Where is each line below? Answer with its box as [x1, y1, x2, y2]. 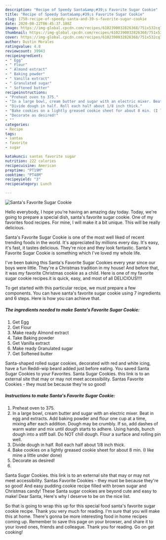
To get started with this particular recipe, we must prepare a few [5, 285, 136, 291]
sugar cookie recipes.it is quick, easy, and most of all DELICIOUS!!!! [5, 275, 142, 281]
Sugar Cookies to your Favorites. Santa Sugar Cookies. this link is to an [5, 371, 150, 376]
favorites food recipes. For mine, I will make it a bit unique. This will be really [5, 219, 161, 225]
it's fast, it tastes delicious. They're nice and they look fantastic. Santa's [5, 245, 152, 250]
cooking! [5, 529, 23, 535]
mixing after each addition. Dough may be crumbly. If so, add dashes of [12, 420, 158, 426]
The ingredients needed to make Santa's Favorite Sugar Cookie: [5, 307, 140, 313]
